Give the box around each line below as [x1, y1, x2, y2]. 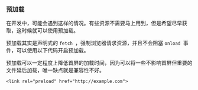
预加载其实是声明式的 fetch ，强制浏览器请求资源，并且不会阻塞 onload [6, 39, 181, 46]
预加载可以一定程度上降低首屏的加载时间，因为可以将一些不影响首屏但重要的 [6, 59, 193, 66]
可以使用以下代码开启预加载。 [16, 47, 89, 54]
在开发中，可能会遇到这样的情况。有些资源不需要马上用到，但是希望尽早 [6, 19, 182, 27]
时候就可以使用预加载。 [21, 27, 79, 34]
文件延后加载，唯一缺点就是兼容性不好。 [6, 66, 105, 74]
